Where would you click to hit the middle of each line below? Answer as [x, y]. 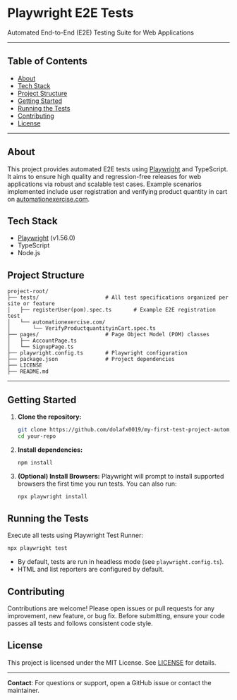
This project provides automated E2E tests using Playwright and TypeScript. [118, 169]
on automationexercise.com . [49, 199]
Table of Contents [48, 61]
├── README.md [28, 372]
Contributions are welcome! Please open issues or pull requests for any [111, 608]
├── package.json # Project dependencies [91, 360]
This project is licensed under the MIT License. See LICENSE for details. [112, 662]
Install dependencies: [50, 450]
